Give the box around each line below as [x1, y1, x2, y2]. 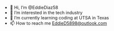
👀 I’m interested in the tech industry [9, 10, 83, 15]
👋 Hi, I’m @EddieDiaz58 [9, 5, 58, 10]
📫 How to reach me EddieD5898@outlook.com [9, 20, 108, 26]
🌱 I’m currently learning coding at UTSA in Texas [9, 15, 109, 20]
